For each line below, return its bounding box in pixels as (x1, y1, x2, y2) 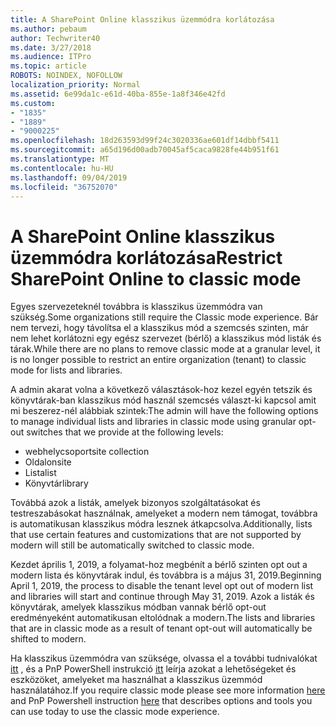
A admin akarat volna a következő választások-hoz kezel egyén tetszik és (10, 384, 313, 396)
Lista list (24, 467, 57, 479)
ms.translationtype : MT (10, 154, 110, 164)
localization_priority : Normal (10, 80, 141, 90)
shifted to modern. (10, 633, 87, 645)
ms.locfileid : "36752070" (10, 182, 118, 192)
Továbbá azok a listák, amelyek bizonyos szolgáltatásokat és (10, 497, 261, 509)
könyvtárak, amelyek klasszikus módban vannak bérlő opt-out (10, 601, 267, 613)
